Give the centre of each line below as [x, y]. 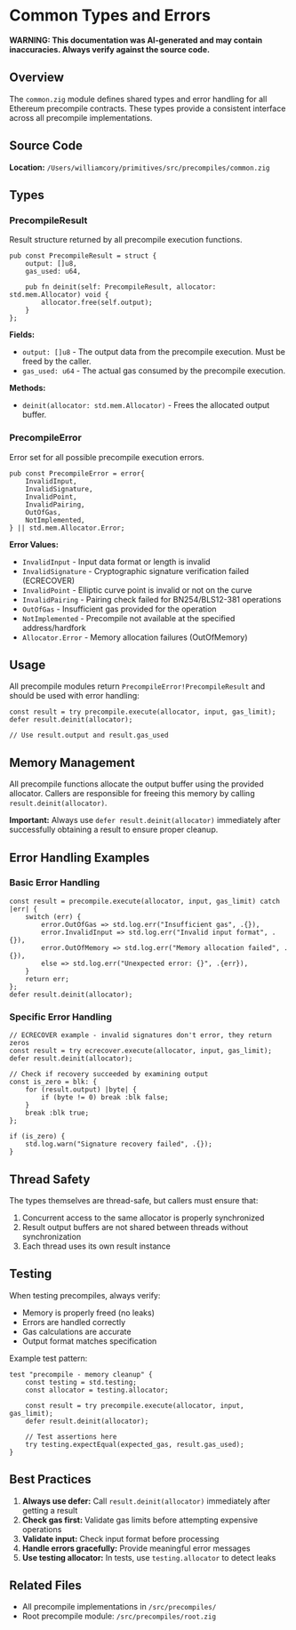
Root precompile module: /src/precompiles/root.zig [119, 1616]
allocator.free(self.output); [97, 303]
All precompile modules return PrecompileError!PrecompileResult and [137, 686]
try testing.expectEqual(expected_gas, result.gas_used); [135, 1444]
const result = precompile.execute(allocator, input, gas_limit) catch [144, 901]
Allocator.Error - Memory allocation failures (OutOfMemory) [135, 637]
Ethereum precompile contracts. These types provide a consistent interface [148, 108]
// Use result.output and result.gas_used [89, 735]
